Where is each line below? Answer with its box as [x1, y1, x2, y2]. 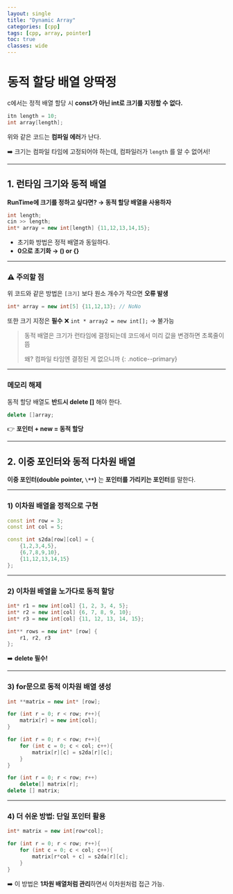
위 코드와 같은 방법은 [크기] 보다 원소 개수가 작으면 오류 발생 [7, 289, 169, 298]
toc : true [7, 36, 36, 43]
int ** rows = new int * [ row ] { [7, 627, 98, 635]
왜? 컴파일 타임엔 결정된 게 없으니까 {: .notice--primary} [24, 355, 178, 363]
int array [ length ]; [7, 119, 64, 126]
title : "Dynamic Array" [7, 17, 76, 24]
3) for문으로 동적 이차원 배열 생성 [7, 682, 112, 691]
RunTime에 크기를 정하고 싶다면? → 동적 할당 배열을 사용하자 [7, 198, 172, 206]
